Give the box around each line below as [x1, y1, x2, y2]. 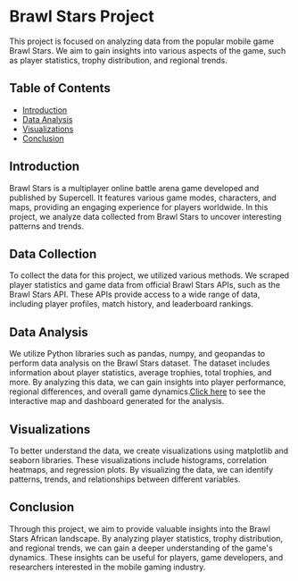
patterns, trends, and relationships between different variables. [9, 474, 241, 484]
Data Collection [9, 246, 97, 261]
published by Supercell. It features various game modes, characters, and [9, 192, 277, 203]
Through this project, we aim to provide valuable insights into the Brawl [9, 523, 270, 534]
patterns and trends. [9, 221, 85, 232]
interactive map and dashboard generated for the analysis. [9, 396, 225, 407]
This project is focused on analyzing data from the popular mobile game [9, 36, 275, 46]
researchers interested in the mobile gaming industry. [9, 561, 206, 572]
